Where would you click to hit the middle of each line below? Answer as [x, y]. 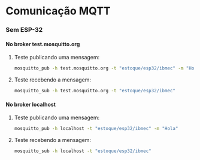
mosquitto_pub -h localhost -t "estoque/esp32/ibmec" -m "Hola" [96, 129]
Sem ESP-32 [24, 30]
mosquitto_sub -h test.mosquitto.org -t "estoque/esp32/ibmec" [95, 91]
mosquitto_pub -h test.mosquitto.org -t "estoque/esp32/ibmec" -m [99, 68]
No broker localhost [31, 104]
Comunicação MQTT [58, 11]
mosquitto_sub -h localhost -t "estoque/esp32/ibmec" [83, 151]
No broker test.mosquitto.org [43, 44]
